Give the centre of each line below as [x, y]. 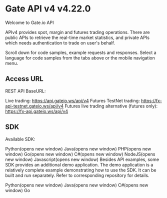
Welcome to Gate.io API [29, 22]
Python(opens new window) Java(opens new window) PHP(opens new [78, 148]
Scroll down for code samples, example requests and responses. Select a [81, 52]
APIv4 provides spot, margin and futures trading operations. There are [77, 32]
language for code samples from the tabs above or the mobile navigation [80, 57]
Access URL [24, 79]
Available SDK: [20, 139]
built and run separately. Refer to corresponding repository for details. [77, 175]
